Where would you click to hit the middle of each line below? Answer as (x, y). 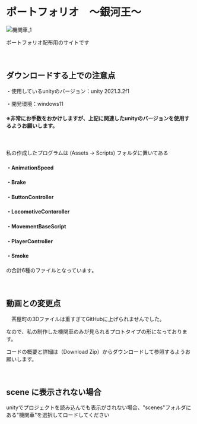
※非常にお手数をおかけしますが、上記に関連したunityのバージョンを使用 (95, 118)
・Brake (16, 183)
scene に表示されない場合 (54, 392)
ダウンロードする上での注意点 (61, 76)
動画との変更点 (34, 304)
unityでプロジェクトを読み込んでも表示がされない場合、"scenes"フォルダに (99, 407)
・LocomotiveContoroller (38, 212)
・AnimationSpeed (30, 168)
